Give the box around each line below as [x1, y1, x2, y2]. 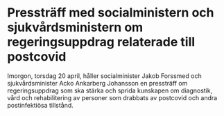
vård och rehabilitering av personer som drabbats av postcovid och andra [7, 93, 218, 101]
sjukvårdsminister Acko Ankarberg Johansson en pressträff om [7, 79, 188, 87]
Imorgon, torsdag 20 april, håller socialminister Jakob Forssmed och [7, 71, 203, 80]
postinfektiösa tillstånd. [7, 101, 74, 109]
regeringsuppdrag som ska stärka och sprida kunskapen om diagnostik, [7, 86, 213, 95]
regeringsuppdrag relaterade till [7, 35, 196, 50]
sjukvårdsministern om [7, 19, 144, 35]
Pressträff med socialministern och [7, 5, 214, 21]
